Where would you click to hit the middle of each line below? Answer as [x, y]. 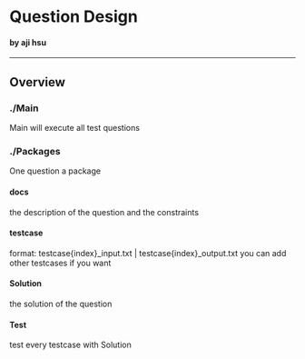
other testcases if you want [60, 263]
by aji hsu [28, 42]
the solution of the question [61, 304]
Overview [38, 82]
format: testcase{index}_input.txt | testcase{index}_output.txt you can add [148, 253]
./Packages [35, 151]
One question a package [55, 171]
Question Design [74, 17]
